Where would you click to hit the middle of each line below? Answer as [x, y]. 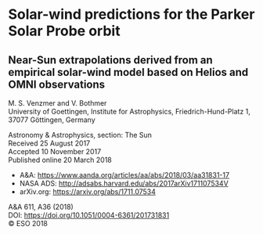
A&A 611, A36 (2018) [41, 207]
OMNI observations [57, 84]
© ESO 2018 [28, 223]
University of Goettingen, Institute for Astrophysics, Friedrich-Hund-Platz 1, [129, 112]
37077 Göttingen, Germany [52, 120]
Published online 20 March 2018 [60, 160]
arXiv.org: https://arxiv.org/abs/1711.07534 [88, 192]
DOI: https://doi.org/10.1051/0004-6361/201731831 [89, 215]
